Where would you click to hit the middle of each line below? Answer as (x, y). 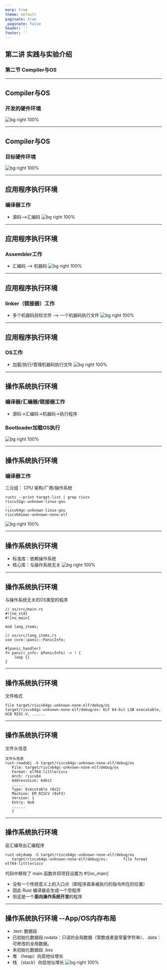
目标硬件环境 (21, 157)
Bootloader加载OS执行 (33, 428)
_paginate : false (23, 24)
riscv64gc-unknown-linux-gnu (35, 510)
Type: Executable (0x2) (36, 789)
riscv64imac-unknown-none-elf (37, 515)
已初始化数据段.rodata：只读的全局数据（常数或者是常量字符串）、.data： (87, 938)
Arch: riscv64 (26, 776)
